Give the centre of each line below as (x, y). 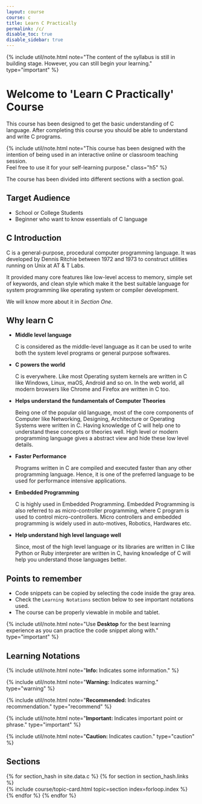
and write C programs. (34, 136)
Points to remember (44, 579)
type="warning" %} (31, 688)
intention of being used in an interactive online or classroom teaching (92, 154)
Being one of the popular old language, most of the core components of (104, 413)
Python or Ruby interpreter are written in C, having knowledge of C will (103, 553)
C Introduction (34, 238)
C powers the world (40, 365)
